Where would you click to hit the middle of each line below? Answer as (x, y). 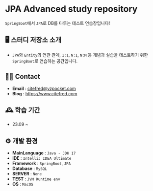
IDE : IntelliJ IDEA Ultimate (42, 158)
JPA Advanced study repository (71, 9)
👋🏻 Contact (23, 77)
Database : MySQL (30, 169)
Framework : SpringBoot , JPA (41, 163)
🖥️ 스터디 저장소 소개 (33, 40)
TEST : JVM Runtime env (36, 179)
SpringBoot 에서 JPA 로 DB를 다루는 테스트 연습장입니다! (58, 23)
